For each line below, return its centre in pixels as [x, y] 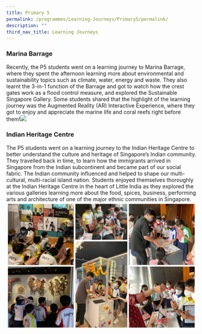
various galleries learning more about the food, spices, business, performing [101, 193]
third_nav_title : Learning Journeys [52, 32]
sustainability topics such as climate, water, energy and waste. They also [97, 80]
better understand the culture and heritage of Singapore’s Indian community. [101, 154]
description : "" [27, 25]
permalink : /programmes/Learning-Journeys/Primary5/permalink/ [87, 19]
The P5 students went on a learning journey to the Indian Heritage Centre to [100, 147]
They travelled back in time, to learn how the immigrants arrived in [88, 161]
